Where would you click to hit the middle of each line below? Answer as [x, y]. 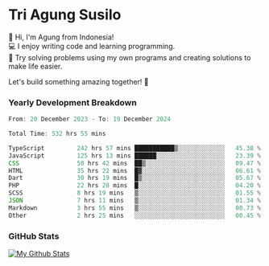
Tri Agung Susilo [65, 15]
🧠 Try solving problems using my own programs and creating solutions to [130, 57]
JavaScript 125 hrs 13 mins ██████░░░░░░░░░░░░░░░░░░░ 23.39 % [135, 156]
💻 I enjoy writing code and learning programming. [92, 46]
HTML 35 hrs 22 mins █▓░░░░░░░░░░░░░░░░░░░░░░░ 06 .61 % [135, 170]
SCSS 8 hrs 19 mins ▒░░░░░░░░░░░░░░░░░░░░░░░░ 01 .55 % [135, 193]
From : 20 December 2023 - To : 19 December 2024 [90, 119]
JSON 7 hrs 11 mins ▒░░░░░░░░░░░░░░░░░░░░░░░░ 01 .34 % [135, 201]
